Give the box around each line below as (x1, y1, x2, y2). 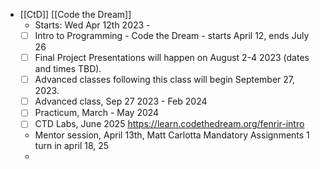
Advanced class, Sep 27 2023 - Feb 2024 (34, 95, 208, 108)
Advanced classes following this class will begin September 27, (34, 74, 296, 86)
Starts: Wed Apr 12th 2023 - (34, 19, 151, 31)
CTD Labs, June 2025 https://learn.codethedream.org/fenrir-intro (34, 118, 305, 130)
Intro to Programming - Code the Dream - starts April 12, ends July (34, 30, 310, 41)
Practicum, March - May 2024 (34, 107, 160, 119)
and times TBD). (34, 63, 102, 75)
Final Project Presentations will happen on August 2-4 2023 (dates (34, 52, 310, 64)
